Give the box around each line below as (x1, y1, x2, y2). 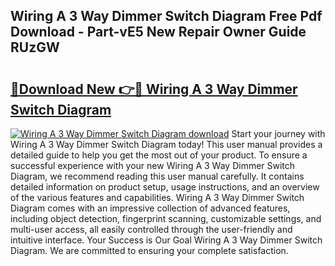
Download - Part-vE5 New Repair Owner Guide (10, 24, 307, 41)
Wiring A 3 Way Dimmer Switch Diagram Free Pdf (10, 8, 323, 25)
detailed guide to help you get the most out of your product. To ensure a (10, 149, 308, 161)
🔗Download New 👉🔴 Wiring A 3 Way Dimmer (10, 80, 298, 98)
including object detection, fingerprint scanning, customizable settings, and (10, 213, 322, 224)
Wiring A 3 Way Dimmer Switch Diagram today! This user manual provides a (10, 139, 323, 150)
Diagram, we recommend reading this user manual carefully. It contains (10, 170, 305, 182)
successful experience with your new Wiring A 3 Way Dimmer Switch (10, 160, 296, 171)
